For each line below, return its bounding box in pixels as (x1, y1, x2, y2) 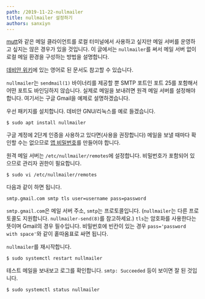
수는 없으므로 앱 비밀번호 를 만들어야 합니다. (17, 139, 121, 146)
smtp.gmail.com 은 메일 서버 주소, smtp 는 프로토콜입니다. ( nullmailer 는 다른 (6, 207, 188, 214)
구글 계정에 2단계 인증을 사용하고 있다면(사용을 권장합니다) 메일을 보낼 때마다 (6, 131, 190, 138)
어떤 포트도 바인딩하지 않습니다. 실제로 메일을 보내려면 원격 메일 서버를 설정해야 (6, 87, 196, 94)
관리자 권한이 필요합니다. (22, 160, 82, 167)
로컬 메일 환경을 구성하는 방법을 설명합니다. (6, 53, 110, 61)
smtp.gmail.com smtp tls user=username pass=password (6, 195, 147, 202)
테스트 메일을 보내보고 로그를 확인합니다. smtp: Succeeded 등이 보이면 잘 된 (6, 267, 186, 274)
